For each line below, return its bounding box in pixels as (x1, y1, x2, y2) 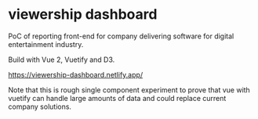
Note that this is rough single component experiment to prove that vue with (8, 85, 251, 95)
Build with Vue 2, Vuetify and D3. (8, 55, 115, 64)
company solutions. (8, 102, 72, 111)
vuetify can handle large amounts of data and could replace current (8, 93, 227, 103)
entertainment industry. (8, 39, 84, 49)
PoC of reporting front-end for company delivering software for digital (8, 31, 234, 41)
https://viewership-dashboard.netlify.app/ (8, 70, 144, 79)
